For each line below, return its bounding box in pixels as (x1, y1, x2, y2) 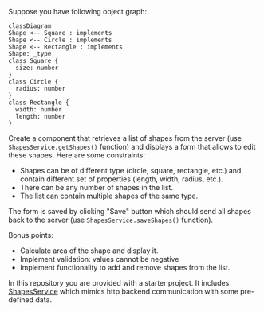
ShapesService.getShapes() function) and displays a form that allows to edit (8, 142, 257, 151)
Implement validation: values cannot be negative (19, 255, 179, 263)
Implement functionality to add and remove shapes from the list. (19, 262, 231, 272)
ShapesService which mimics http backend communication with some (8, 286, 239, 296)
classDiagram (8, 22, 52, 30)
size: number (15, 64, 59, 72)
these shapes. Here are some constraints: (8, 150, 146, 160)
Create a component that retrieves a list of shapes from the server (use (8, 134, 242, 142)
